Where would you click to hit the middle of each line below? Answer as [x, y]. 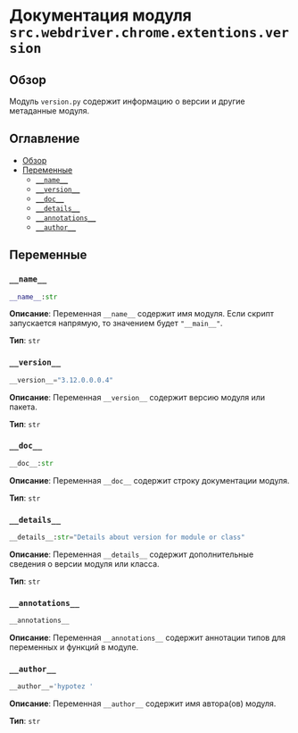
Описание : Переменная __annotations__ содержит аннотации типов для [148, 638]
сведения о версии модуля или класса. [84, 563]
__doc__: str [31, 463]
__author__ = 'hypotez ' [51, 687]
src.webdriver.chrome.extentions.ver [149, 33]
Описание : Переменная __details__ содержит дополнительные [132, 554]
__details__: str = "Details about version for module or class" [127, 537]
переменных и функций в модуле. [74, 647]
